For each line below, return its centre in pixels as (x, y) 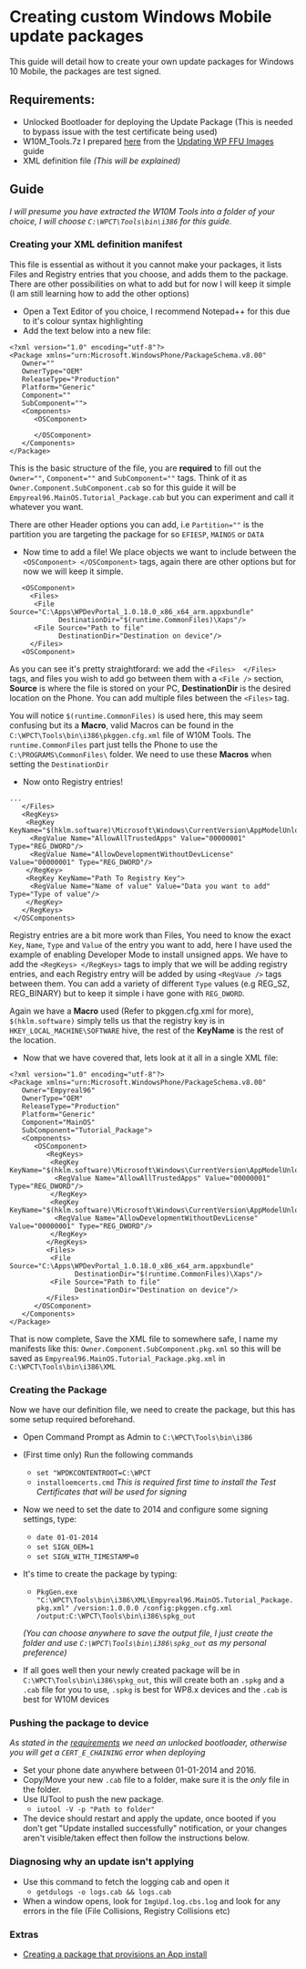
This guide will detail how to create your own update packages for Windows (152, 61)
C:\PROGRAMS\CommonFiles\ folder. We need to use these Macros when (141, 754)
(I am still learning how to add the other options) (99, 293)
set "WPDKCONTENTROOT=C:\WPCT (94, 1474)
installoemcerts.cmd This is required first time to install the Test (156, 1482)
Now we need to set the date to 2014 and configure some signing (145, 1510)
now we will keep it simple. (73, 571)
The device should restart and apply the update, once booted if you (149, 1818)
